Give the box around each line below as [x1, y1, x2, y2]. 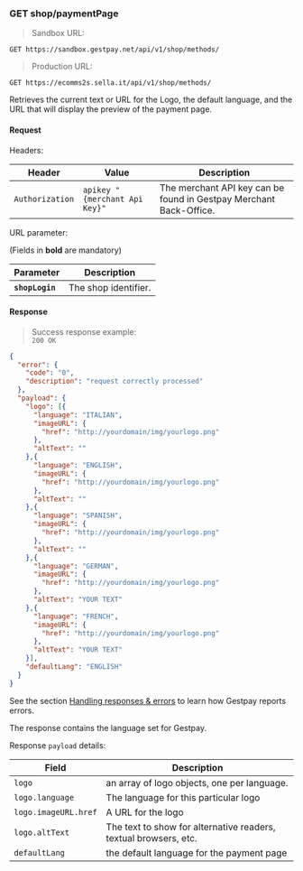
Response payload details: [9, 739, 106, 751]
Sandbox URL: [31, 28, 86, 39]
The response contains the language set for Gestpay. [9, 722, 207, 733]
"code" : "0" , [25, 368, 75, 377]
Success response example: [31, 326, 137, 337]
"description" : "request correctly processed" [25, 377, 204, 386]
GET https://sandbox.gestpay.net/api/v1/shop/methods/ [9, 45, 220, 54]
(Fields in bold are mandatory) [9, 245, 122, 255]
